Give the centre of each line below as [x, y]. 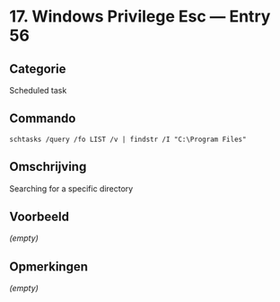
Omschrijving [48, 167]
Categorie [38, 69]
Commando [43, 119]
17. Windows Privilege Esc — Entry [140, 17]
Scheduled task [38, 90]
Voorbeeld [39, 217]
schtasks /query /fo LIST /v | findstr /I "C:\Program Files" [128, 139]
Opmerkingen [48, 266]
